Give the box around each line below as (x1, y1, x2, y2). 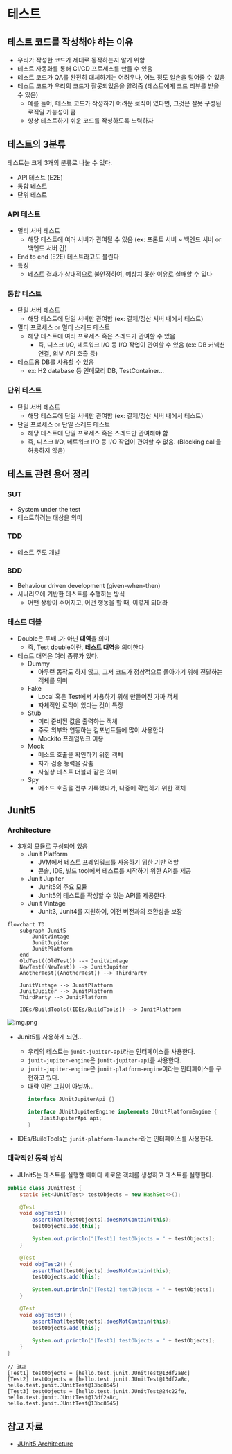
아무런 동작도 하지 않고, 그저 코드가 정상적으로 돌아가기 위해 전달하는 (37, 668, 223, 676)
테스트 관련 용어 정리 (7, 469, 89, 481)
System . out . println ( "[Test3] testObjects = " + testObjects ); (32, 1337, 215, 1344)
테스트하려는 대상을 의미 (17, 514, 83, 522)
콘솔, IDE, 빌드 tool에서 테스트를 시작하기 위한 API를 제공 (37, 866, 192, 874)
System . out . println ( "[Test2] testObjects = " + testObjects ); (32, 1286, 215, 1293)
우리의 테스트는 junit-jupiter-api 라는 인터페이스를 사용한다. (27, 1047, 195, 1055)
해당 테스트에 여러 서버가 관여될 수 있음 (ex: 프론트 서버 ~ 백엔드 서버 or (27, 235, 222, 243)
